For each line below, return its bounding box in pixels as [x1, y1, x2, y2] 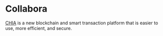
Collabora [5, 3, 47, 15]
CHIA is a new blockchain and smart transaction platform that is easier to [5, 20, 158, 26]
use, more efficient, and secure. [5, 25, 72, 31]
